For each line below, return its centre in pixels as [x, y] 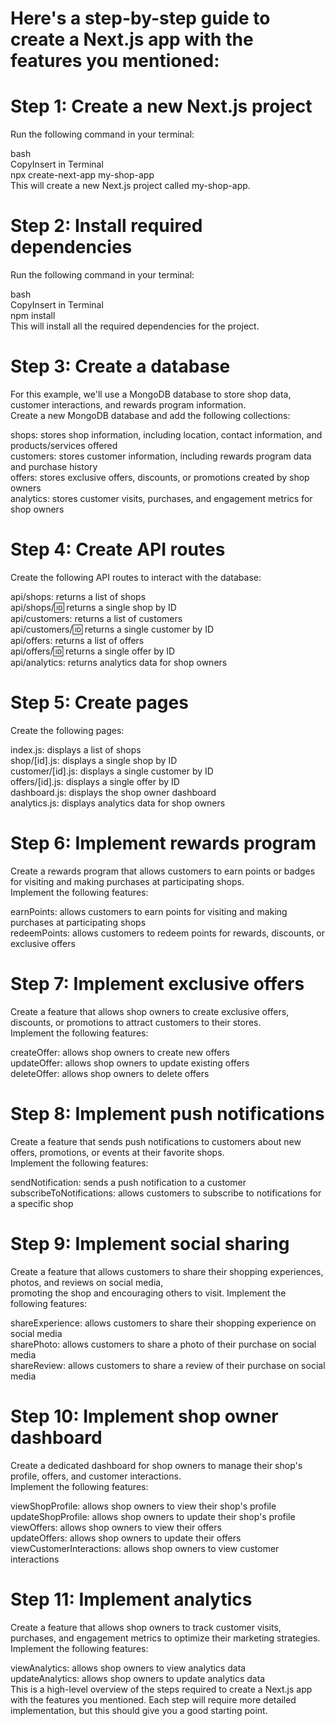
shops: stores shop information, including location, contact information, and [166, 435]
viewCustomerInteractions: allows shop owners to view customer [145, 1548]
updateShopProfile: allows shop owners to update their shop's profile [153, 1516]
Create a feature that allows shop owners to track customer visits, [146, 1627]
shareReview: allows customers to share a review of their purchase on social [168, 1365]
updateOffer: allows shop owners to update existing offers [130, 1063]
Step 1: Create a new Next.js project [161, 106]
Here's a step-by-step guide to [140, 18]
